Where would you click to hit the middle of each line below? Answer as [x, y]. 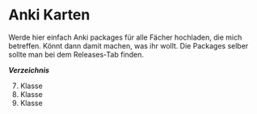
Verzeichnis [29, 70]
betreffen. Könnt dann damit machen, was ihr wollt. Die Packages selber [128, 45]
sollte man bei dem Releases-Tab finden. [76, 54]
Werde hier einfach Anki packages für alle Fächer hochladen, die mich [125, 37]
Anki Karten [49, 15]
